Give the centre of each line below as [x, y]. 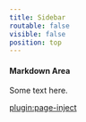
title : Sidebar [38, 17]
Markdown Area [40, 70]
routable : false [39, 26]
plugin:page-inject [43, 108]
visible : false [38, 34]
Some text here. [39, 91]
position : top [36, 42]
